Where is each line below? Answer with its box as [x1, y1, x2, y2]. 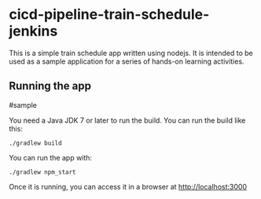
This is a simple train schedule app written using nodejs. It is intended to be [9, 48, 254, 57]
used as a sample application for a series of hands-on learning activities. [9, 57, 244, 66]
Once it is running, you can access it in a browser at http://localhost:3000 [9, 182, 247, 191]
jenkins [9, 22, 58, 40]
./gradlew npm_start [9, 168, 77, 176]
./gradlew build [9, 139, 62, 147]
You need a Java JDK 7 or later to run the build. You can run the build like [9, 116, 246, 125]
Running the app [9, 79, 91, 93]
